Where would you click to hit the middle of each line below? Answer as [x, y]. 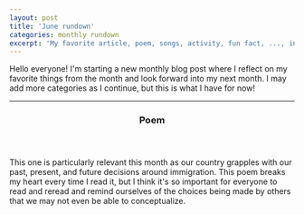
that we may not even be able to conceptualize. [98, 201]
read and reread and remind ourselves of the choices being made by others [150, 191]
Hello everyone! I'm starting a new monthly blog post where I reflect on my [148, 69]
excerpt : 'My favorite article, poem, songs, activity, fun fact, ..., [147, 43]
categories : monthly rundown [64, 34]
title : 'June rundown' [52, 26]
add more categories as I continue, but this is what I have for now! [133, 88]
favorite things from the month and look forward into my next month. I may [148, 79]
